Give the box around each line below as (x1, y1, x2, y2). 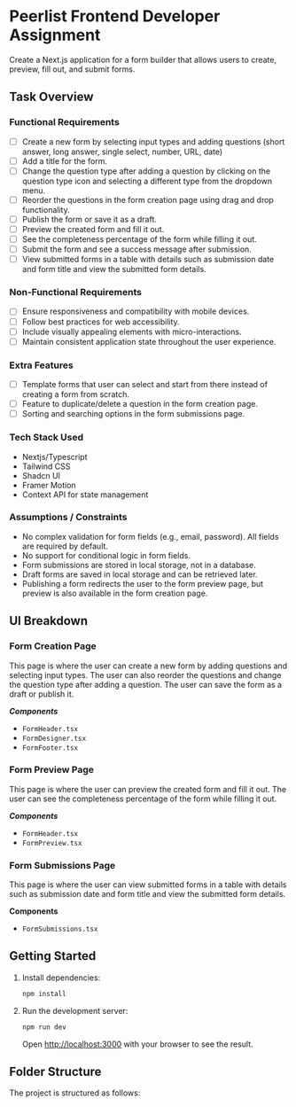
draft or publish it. (9, 689, 74, 699)
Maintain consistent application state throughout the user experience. (21, 336, 277, 347)
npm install (21, 989, 66, 998)
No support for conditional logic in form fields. (21, 550, 191, 560)
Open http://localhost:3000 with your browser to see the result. (21, 1039, 254, 1049)
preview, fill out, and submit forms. (9, 64, 136, 74)
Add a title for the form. (21, 155, 108, 166)
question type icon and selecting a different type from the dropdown (21, 175, 273, 186)
